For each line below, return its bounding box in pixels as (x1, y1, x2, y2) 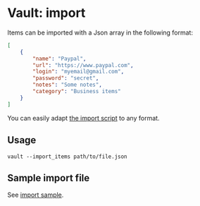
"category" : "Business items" (32, 88, 121, 95)
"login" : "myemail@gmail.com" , (32, 68, 125, 75)
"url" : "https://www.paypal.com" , (32, 61, 134, 68)
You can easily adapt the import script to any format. (7, 114, 160, 122)
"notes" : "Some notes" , (32, 81, 102, 89)
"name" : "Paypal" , (32, 55, 87, 62)
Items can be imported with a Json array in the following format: (7, 28, 194, 37)
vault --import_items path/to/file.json (7, 153, 128, 160)
